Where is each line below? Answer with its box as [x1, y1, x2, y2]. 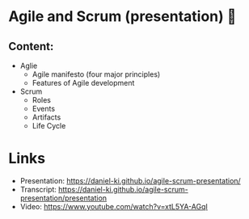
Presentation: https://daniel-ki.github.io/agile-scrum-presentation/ [19, 175, 241, 185]
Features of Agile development [32, 78, 135, 87]
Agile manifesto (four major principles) [32, 69, 161, 79]
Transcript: [19, 184, 57, 194]
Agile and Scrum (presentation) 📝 [8, 7, 237, 26]
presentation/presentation [19, 193, 108, 203]
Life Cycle [32, 121, 66, 130]
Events [32, 104, 55, 113]
